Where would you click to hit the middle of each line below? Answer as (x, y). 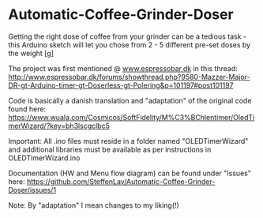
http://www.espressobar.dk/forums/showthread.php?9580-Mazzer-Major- (129, 77)
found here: (27, 109)
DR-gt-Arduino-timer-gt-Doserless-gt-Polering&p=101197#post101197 (121, 85)
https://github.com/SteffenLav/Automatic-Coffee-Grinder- (121, 181)
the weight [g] (31, 53)
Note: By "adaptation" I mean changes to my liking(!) (94, 205)
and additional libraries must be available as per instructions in (110, 149)
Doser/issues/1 (32, 190)
